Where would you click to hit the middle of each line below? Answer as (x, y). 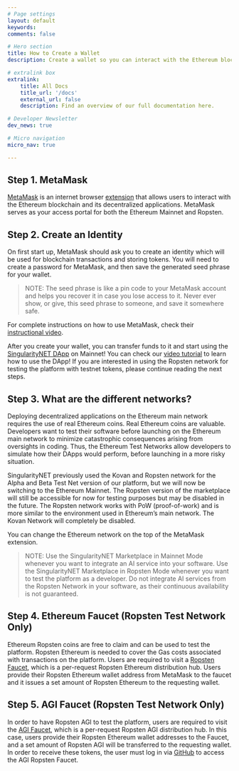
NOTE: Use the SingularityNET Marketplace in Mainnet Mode (114, 556)
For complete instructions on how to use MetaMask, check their (101, 325)
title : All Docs (44, 86)
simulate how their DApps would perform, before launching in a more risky (116, 454)
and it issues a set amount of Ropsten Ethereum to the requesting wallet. (114, 682)
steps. (16, 377)
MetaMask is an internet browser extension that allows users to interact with (119, 197)
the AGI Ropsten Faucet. (43, 760)
